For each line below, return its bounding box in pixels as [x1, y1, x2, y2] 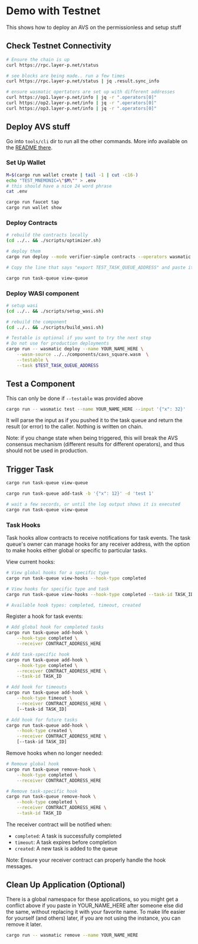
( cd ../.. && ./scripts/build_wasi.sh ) [6, 324, 104, 330]
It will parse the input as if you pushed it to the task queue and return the [6, 417, 183, 424]
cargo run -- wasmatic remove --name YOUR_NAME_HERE [6, 932, 138, 938]
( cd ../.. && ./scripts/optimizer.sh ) [6, 238, 101, 244]
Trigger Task [6, 464, 54, 474]
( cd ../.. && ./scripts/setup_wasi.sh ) [6, 308, 104, 314]
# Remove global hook [6, 761, 60, 767]
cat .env [6, 188, 28, 195]
